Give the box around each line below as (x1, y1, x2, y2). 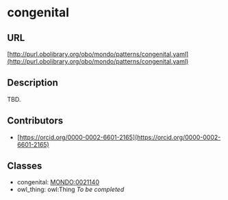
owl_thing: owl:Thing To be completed (16, 186, 125, 194)
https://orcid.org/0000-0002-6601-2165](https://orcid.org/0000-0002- (19, 133, 221, 141)
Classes (7, 160, 42, 172)
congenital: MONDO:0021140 (16, 178, 99, 186)
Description (7, 77, 58, 89)
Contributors (7, 115, 64, 127)
